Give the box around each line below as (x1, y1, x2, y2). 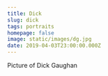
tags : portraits (7, 23, 54, 30)
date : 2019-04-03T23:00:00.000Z (7, 42, 101, 49)
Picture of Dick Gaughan (7, 61, 78, 69)
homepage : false (7, 29, 54, 37)
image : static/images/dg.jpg (7, 36, 92, 43)
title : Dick (7, 10, 42, 17)
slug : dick (7, 17, 39, 23)
